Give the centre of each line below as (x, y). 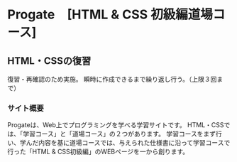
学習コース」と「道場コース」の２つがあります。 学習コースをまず (119, 134)
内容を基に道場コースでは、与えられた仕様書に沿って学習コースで (134, 143)
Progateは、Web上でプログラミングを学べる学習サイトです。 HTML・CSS (116, 125)
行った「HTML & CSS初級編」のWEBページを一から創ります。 (98, 152)
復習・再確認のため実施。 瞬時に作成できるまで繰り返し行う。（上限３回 (112, 79)
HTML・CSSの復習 (49, 61)
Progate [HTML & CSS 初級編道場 (110, 15)
